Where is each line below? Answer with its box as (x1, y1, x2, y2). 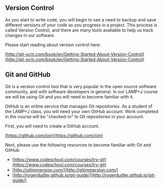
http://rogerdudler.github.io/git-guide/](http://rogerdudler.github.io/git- (14, 172, 156, 178)
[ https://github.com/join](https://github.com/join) (5, 132, 103, 138)
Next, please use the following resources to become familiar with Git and (5, 142, 151, 148)
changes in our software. (5, 32, 55, 38)
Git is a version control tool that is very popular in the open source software (5, 83, 157, 89)
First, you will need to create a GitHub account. (5, 123, 100, 129)
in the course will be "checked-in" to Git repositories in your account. (5, 113, 144, 119)
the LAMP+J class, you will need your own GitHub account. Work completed (5, 108, 159, 114)
